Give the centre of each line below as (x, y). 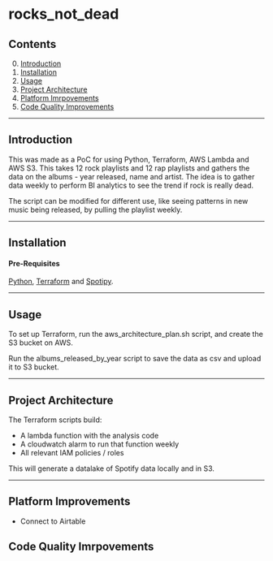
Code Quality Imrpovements (81, 547)
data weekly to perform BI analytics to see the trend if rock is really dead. (131, 185)
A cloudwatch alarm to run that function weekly (100, 444)
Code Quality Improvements (67, 107)
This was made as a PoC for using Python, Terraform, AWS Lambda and (129, 159)
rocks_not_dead (64, 14)
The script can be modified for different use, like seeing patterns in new (128, 201)
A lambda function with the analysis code (89, 436)
